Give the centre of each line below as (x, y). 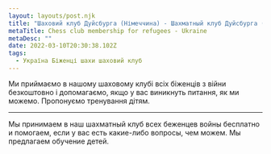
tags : (17, 53)
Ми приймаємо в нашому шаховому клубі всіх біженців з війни (117, 83)
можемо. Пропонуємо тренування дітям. (79, 101)
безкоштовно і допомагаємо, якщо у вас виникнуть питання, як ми (124, 92)
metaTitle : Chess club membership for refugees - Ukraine (108, 31)
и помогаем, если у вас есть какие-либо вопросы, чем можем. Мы (125, 132)
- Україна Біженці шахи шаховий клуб (79, 61)
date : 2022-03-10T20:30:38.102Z (63, 46)
